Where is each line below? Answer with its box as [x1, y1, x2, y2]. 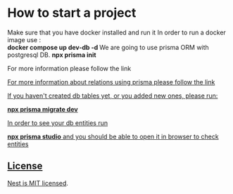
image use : [7, 35, 42, 44]
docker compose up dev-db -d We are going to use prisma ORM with [7, 43, 209, 51]
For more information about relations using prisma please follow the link [7, 77, 215, 86]
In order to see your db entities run [7, 118, 108, 127]
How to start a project [7, 5, 137, 21]
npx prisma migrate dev [7, 105, 79, 113]
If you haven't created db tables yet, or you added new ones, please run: [7, 91, 218, 100]
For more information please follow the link [7, 64, 132, 72]
